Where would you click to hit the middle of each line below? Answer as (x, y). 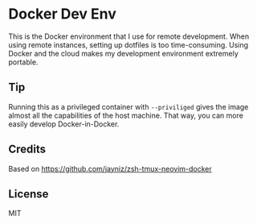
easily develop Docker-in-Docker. (64, 124)
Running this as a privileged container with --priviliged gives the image (128, 106)
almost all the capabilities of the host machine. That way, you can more (126, 115)
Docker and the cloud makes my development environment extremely (123, 53)
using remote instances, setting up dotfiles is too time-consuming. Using (128, 44)
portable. (23, 62)
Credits (27, 149)
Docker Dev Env (62, 14)
